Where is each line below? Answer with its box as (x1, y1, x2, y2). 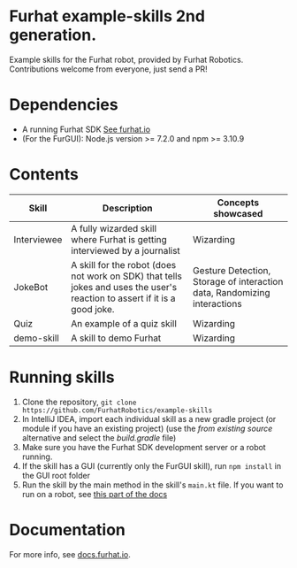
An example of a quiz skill (70, 317, 177, 329)
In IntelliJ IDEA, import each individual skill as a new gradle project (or (21, 413, 277, 424)
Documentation (9, 519, 126, 540)
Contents (9, 165, 80, 185)
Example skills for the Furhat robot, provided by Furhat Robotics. (9, 54, 244, 65)
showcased (213, 207, 263, 219)
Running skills (9, 367, 115, 387)
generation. (9, 25, 97, 45)
